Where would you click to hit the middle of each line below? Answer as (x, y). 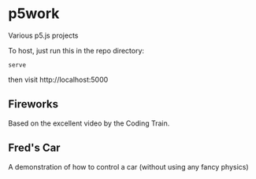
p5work (34, 14)
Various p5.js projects (43, 35)
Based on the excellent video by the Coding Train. (89, 123)
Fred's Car (34, 148)
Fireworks (33, 104)
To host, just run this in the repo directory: (76, 50)
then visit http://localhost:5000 (58, 79)
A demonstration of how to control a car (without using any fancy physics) (129, 166)
